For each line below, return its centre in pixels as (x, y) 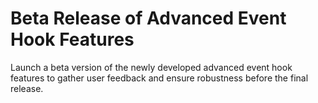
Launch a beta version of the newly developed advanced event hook (151, 67)
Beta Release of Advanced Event (148, 18)
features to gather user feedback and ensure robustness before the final (159, 78)
